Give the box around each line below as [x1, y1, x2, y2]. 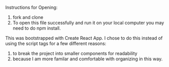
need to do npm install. [12, 25, 61, 31]
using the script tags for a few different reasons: [5, 40, 106, 47]
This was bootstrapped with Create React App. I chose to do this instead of [5, 35, 163, 41]
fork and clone [12, 14, 43, 20]
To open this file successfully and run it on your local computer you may [12, 20, 164, 26]
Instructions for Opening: [5, 5, 58, 10]
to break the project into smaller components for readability [12, 51, 137, 56]
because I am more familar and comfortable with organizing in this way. [12, 56, 163, 62]
